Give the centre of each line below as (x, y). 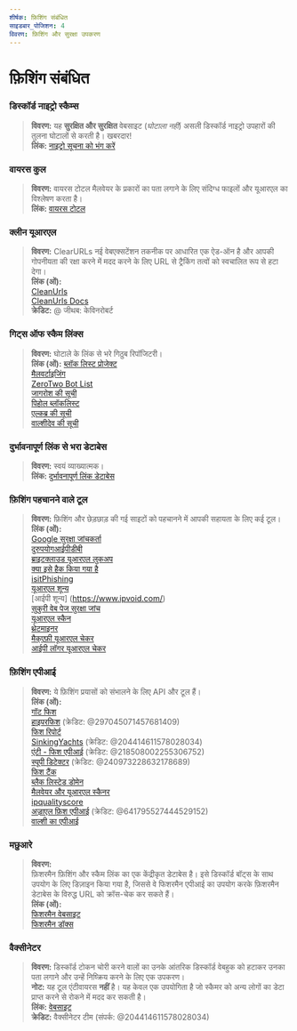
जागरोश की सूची (54, 393)
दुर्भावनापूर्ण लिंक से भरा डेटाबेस (58, 447)
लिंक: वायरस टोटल (58, 209)
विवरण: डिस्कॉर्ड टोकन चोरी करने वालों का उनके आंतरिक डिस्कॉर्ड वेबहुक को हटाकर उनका (158, 967)
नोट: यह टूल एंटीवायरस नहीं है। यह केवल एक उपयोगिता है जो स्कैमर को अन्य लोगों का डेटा (157, 987)
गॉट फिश (44, 712)
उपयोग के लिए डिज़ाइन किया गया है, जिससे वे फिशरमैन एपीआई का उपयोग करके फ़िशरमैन (155, 884)
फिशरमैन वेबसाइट (56, 914)
